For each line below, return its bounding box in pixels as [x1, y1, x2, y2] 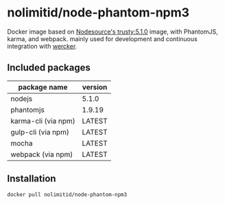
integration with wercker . [7, 42, 78, 50]
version [82, 82, 108, 92]
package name [18, 82, 68, 92]
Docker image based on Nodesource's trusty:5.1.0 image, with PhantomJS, [7, 27, 218, 36]
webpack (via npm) [10, 149, 73, 159]
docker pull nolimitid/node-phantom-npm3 [7, 191, 128, 198]
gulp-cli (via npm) [10, 127, 70, 136]
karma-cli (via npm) [10, 116, 75, 125]
